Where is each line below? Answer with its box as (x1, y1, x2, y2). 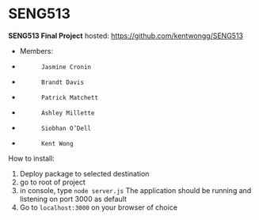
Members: (19, 46, 54, 55)
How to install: (8, 154, 55, 163)
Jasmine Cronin (40, 63, 91, 71)
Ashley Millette (40, 108, 95, 117)
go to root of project (19, 177, 86, 187)
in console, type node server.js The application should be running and (19, 185, 252, 195)
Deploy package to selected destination (19, 169, 150, 178)
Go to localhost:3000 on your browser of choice (19, 203, 178, 212)
